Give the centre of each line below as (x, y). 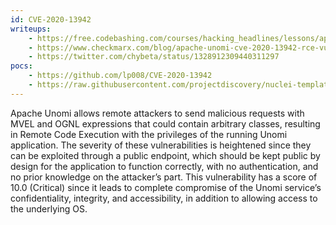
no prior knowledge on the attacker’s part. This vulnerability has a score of (164, 177)
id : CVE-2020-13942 (51, 19)
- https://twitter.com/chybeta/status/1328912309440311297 (154, 57)
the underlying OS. (49, 208)
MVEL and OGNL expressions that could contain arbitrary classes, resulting (165, 123)
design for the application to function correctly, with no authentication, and (164, 166)
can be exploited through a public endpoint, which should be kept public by (165, 155)
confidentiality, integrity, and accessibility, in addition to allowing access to (164, 198)
